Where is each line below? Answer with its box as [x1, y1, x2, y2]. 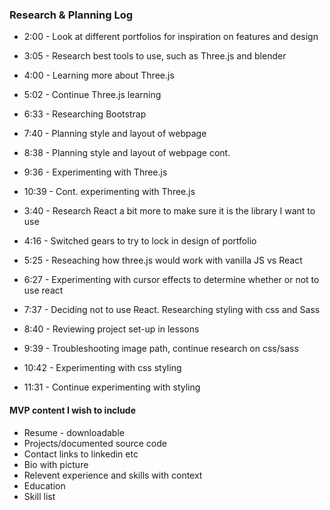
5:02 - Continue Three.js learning [23, 89, 162, 101]
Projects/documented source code [23, 437, 167, 449]
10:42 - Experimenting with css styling [23, 362, 182, 374]
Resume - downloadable [23, 426, 125, 438]
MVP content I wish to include [9, 404, 137, 416]
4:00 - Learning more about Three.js [23, 69, 175, 82]
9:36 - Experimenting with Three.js [23, 166, 168, 178]
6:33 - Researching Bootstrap [23, 108, 147, 120]
